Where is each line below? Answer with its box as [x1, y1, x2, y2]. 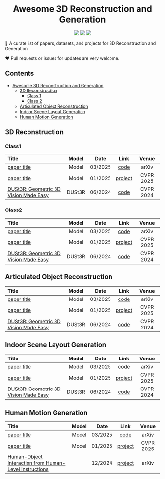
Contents [5, 69, 34, 78]
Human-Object [7, 453, 43, 460]
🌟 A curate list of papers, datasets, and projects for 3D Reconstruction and [5, 40, 156, 46]
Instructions [21, 466, 49, 473]
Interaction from [7, 460, 45, 467]
